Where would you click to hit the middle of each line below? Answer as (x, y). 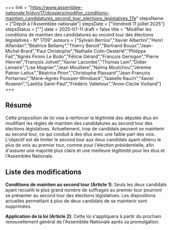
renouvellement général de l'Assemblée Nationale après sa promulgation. (82, 222)
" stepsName (150, 18)
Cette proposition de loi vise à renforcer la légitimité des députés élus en (82, 118)
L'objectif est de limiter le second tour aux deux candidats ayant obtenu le (83, 139)
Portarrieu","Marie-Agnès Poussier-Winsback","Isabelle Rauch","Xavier (80, 78)
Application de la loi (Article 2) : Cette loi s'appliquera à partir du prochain (83, 216)
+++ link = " (18, 7)
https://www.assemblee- (57, 7)
